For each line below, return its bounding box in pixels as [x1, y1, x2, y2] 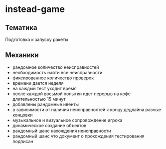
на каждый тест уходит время [12, 85, 77, 91]
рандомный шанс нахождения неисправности [12, 128, 111, 134]
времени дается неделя [12, 80, 64, 86]
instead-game [5, 3, 65, 15]
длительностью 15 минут [12, 96, 66, 102]
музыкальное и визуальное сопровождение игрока [12, 117, 123, 123]
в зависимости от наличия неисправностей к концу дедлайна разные [12, 106, 161, 113]
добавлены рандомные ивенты [12, 101, 79, 107]
